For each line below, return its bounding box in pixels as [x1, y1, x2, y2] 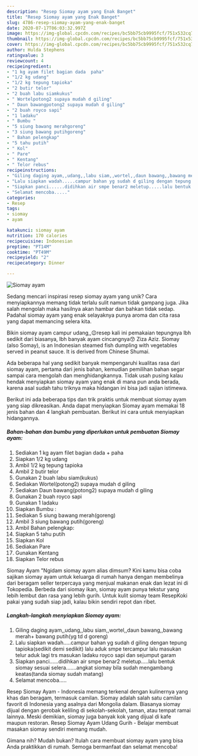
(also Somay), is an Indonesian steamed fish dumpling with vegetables [6, 342, 177, 349]
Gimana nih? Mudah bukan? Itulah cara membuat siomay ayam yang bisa [6, 737, 183, 744]
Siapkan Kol [15, 536, 44, 543]
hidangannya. [6, 415, 40, 422]
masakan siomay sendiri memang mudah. [6, 725, 108, 732]
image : [6, 31, 23, 37]
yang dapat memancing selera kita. [6, 318, 92, 324]
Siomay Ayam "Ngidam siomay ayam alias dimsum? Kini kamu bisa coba [6, 566, 182, 574]
